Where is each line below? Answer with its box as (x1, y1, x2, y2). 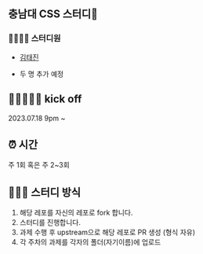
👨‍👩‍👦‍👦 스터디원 (8, 33, 61, 44)
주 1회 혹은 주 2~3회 (8, 160, 71, 170)
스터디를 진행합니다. (19, 218, 81, 227)
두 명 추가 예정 (19, 69, 64, 79)
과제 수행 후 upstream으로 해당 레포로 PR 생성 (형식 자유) (19, 227, 196, 237)
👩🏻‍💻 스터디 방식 (8, 186, 81, 199)
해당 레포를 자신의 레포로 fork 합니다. (19, 208, 133, 218)
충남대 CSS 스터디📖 (8, 7, 98, 21)
